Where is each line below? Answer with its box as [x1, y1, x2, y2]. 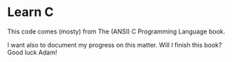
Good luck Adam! [7, 48, 57, 56]
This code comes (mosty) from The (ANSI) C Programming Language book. [7, 27, 226, 36]
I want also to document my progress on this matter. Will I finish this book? [7, 40, 222, 49]
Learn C [7, 4, 54, 20]
